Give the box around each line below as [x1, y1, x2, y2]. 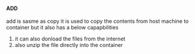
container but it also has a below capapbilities [6, 24, 119, 31]
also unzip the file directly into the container [14, 42, 123, 49]
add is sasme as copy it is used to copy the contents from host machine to [6, 18, 189, 25]
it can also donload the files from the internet [14, 35, 126, 42]
